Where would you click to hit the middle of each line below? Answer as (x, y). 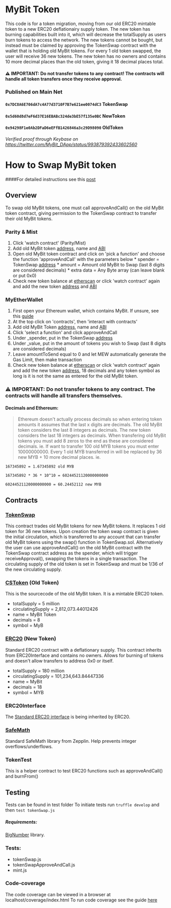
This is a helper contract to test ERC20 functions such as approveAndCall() (84, 771)
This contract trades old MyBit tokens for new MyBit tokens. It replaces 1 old (86, 526)
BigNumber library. (25, 835)
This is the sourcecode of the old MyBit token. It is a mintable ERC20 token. (85, 594)
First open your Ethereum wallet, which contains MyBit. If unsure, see (86, 311)
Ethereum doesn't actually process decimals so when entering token (90, 419)
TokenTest (19, 760)
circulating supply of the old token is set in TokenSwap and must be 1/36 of (84, 564)
